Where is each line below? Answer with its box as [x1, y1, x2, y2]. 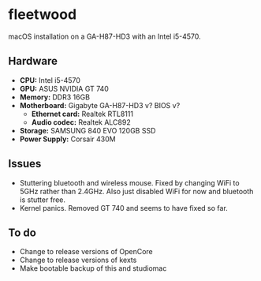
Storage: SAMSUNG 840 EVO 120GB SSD [19, 126, 156, 135]
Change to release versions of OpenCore [19, 247, 153, 257]
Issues [8, 157, 42, 170]
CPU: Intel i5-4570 [19, 75, 81, 84]
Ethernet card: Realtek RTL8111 [31, 109, 134, 118]
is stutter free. [19, 195, 65, 204]
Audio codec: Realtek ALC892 [31, 117, 132, 127]
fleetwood [8, 6, 77, 24]
